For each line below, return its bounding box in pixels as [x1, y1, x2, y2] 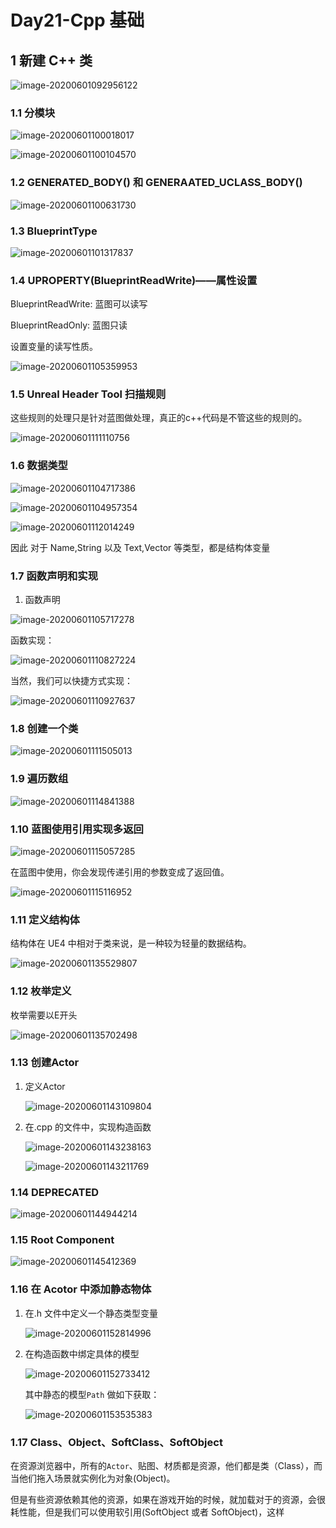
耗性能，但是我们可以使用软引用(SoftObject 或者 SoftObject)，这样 [10, 1506, 285, 1518]
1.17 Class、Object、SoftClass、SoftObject [10, 1435, 223, 1449]
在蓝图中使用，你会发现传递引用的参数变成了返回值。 [10, 866, 230, 878]
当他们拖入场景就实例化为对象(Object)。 [10, 1472, 176, 1485]
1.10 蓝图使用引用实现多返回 [10, 822, 144, 836]
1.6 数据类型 [10, 459, 68, 473]
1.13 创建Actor [10, 1056, 80, 1070]
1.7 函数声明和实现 [10, 569, 99, 583]
